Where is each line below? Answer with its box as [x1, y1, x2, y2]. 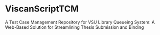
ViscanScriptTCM [5, 3, 79, 14]
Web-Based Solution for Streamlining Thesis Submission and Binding [5, 24, 144, 30]
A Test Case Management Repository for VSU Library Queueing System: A [5, 19, 155, 25]
